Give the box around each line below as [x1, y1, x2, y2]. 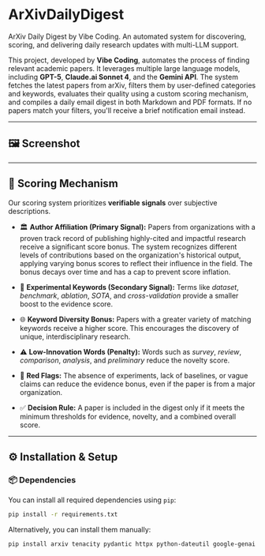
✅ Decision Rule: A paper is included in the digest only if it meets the [19, 403, 245, 412]
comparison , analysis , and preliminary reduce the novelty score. [19, 355, 230, 365]
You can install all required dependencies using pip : [8, 495, 177, 505]
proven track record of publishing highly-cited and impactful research [19, 233, 246, 242]
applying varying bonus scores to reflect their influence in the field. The [19, 258, 253, 268]
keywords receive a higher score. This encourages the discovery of [19, 323, 239, 332]
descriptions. [8, 206, 51, 216]
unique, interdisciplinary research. [19, 332, 131, 341]
